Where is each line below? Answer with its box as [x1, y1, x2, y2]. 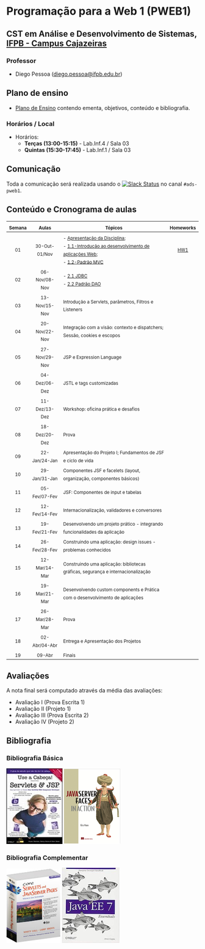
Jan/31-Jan [32, 475, 58, 482]
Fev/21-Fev [32, 529, 58, 536]
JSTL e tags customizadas [63, 380, 119, 386]
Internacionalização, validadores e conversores [63, 507, 162, 514]
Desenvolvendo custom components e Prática [63, 586, 160, 593]
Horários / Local [6, 119, 55, 128]
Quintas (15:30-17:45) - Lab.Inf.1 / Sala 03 [24, 146, 131, 153]
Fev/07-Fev [32, 493, 58, 500]
